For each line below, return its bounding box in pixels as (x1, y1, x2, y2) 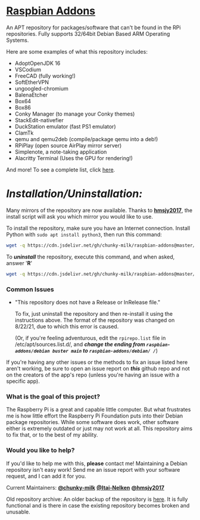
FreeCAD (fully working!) (14, 72, 76, 79)
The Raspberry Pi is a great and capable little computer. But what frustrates (6, 406, 191, 413)
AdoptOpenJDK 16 (14, 60, 61, 67)
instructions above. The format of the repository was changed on (14, 316, 175, 323)
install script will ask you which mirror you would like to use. (6, 213, 154, 220)
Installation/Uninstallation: (6, 187, 143, 201)
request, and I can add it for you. (6, 472, 86, 479)
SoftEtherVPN (14, 79, 49, 86)
